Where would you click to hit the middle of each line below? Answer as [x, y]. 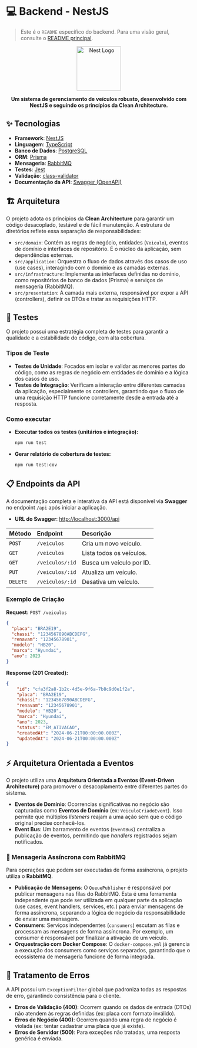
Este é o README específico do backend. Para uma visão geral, [95, 32]
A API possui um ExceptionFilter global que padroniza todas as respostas [96, 990]
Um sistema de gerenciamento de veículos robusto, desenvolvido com [99, 99]
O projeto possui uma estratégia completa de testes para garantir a [87, 332]
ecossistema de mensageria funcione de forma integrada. [85, 956]
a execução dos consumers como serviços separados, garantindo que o [102, 951]
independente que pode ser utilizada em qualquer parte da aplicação [98, 900]
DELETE [18, 582]
